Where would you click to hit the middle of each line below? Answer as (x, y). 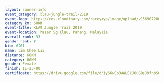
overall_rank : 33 (23, 37)
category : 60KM (20, 60)
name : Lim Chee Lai (25, 50)
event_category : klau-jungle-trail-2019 (47, 14)
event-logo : (17, 19)
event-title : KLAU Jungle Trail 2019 (43, 28)
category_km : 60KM (24, 23)
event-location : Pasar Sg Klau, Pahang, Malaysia (57, 32)
